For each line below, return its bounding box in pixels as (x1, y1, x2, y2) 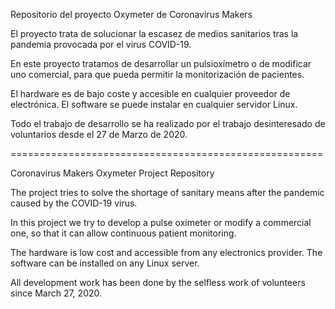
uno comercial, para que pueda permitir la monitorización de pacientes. (10, 69, 305, 80)
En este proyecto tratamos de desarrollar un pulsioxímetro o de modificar (10, 58, 312, 69)
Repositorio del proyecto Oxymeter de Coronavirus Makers (10, 9, 253, 20)
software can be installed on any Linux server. (10, 257, 200, 269)
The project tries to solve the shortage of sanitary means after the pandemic (10, 187, 325, 198)
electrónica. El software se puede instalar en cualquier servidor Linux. (10, 99, 298, 110)
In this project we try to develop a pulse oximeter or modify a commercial (10, 217, 312, 228)
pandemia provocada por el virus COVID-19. (10, 39, 192, 50)
